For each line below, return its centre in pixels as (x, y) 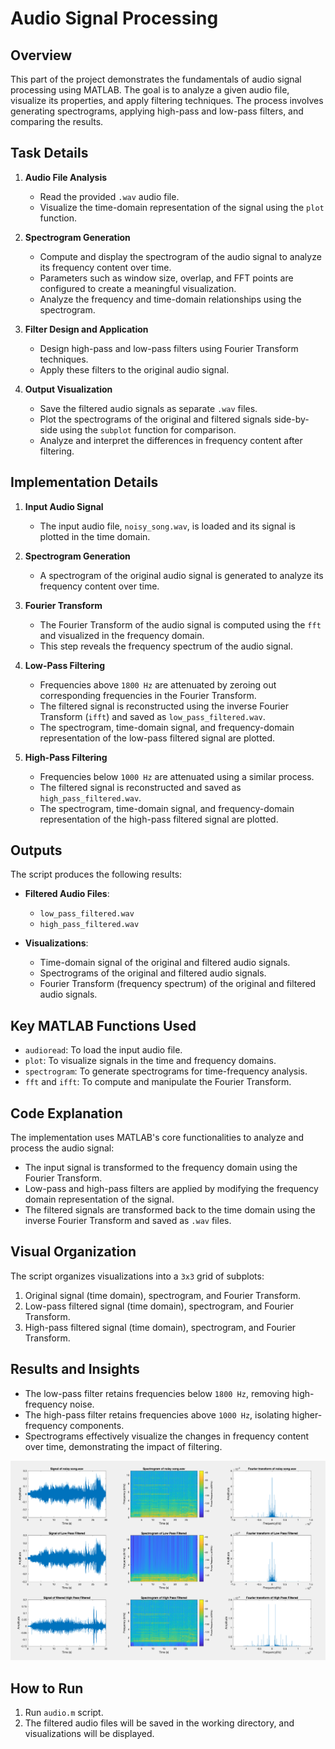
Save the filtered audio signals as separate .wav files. (148, 408)
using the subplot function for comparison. (148, 429)
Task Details (49, 153)
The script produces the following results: (96, 874)
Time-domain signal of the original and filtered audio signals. (165, 963)
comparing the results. (57, 121)
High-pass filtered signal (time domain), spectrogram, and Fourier (160, 1327)
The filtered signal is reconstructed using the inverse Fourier (164, 706)
